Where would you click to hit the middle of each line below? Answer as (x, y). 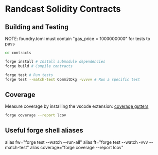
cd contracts (18, 53)
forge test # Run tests (29, 75)
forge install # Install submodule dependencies (55, 61)
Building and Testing (37, 27)
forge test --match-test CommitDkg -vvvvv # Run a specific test (72, 79)
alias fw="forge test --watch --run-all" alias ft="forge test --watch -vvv (77, 142)
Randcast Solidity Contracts (63, 9)
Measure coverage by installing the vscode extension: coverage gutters (77, 106)
